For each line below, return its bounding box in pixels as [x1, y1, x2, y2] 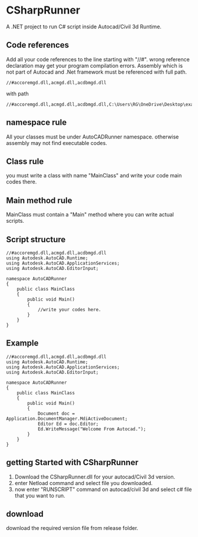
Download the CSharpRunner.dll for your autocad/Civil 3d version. [14, 473, 176, 480]
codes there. [6, 178, 37, 186]
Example [6, 338, 39, 348]
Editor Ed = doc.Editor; [37, 421, 99, 427]
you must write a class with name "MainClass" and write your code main [6, 172, 182, 179]
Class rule [6, 156, 44, 166]
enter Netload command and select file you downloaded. [14, 479, 153, 486]
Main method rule [6, 195, 72, 205]
